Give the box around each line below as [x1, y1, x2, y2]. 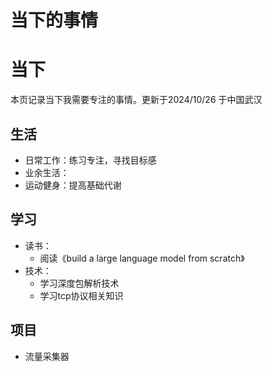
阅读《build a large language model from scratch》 [39, 252, 245, 264]
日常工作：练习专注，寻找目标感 [24, 154, 157, 166]
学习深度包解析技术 [39, 277, 120, 289]
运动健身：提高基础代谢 [24, 179, 122, 191]
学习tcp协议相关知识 [39, 289, 124, 301]
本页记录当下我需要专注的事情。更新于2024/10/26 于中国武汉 [10, 94, 263, 106]
